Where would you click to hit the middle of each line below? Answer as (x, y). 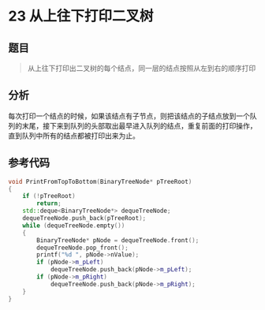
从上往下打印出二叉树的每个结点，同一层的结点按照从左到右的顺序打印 (142, 68)
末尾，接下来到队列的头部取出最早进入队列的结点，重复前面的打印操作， (139, 125)
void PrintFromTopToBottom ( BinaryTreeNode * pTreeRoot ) (100, 181)
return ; (49, 204)
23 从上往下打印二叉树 (81, 16)
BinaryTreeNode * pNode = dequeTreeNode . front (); (118, 240)
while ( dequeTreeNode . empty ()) (74, 226)
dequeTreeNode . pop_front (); (82, 248)
